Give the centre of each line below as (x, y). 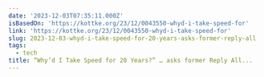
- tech (26, 53)
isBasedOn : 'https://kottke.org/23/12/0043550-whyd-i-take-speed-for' (129, 23)
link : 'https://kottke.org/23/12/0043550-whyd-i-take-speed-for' (120, 30)
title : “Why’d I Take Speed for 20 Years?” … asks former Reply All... (130, 61)
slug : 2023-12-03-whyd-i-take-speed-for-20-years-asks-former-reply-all (132, 38)
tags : (17, 46)
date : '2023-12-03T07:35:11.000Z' (66, 16)
